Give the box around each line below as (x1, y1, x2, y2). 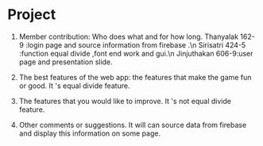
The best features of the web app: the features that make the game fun (18, 72, 252, 82)
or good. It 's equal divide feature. (18, 81, 130, 90)
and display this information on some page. (18, 129, 161, 138)
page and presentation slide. (18, 57, 113, 67)
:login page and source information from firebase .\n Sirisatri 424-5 (25, 40, 246, 49)
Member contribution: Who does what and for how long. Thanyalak (18, 32, 239, 41)
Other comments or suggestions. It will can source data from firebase (18, 120, 247, 129)
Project (7, 6, 56, 24)
